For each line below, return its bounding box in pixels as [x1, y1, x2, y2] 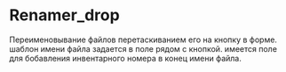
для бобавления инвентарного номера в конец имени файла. [9, 53, 242, 63]
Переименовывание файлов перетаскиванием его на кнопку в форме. [9, 34, 278, 45]
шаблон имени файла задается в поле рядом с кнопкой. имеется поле [9, 43, 278, 54]
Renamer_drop [9, 5, 120, 25]
